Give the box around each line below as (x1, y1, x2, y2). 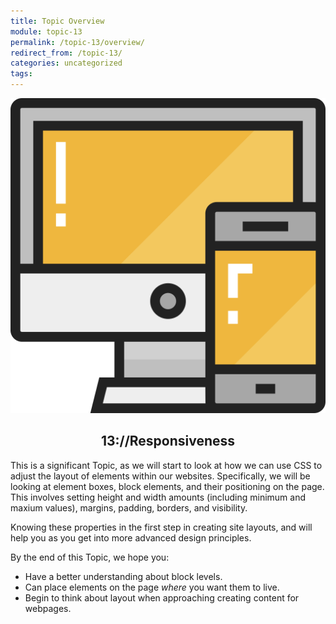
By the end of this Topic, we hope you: (10, 551, 170, 563)
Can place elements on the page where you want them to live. (24, 581, 280, 593)
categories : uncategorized (10, 58, 123, 69)
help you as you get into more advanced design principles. (10, 531, 252, 544)
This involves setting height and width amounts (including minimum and (10, 491, 306, 503)
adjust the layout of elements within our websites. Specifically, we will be (10, 470, 311, 482)
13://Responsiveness (100, 433, 236, 450)
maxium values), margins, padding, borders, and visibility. (10, 501, 248, 514)
